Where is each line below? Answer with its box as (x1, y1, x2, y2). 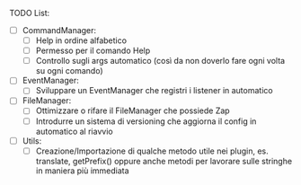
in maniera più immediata (35, 165, 129, 176)
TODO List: (9, 8, 50, 18)
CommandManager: (22, 25, 97, 35)
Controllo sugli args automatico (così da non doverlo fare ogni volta (35, 56, 286, 66)
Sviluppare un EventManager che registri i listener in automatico (35, 85, 273, 96)
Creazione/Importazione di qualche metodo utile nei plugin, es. (35, 145, 269, 156)
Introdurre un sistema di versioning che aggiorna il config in (35, 116, 257, 127)
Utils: (22, 135, 42, 146)
